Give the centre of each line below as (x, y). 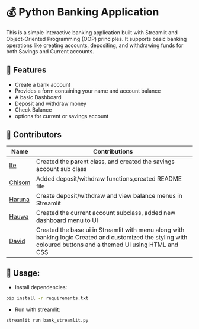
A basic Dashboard (38, 97)
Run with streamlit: (37, 309)
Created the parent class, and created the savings (105, 162)
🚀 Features (26, 70)
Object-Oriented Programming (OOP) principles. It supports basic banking (97, 39)
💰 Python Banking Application (83, 12)
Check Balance (33, 110)
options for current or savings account (62, 116)
